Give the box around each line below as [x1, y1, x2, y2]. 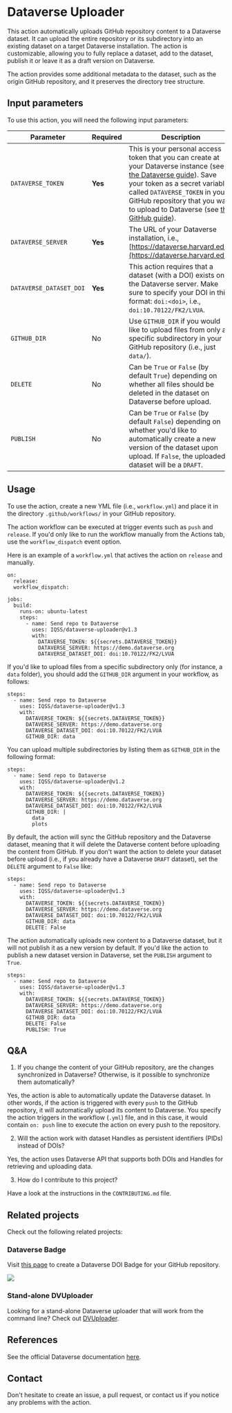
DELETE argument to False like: [7, 862, 93, 870]
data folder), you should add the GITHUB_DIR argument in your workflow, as [7, 670, 219, 678]
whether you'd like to [128, 425, 197, 435]
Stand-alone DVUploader [7, 1291, 93, 1301]
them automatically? [17, 1078, 75, 1086]
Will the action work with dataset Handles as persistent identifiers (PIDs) [17, 1134, 223, 1143]
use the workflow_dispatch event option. [7, 537, 122, 546]
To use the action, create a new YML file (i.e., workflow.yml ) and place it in [7, 501, 219, 510]
